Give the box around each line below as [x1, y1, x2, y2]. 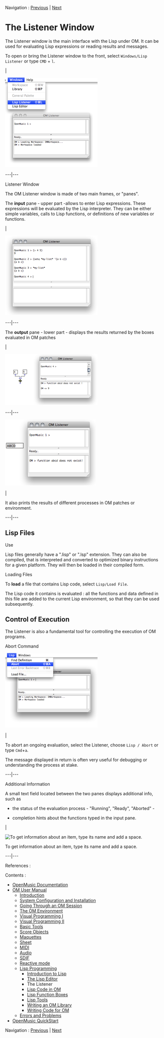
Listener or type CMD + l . [5, 58, 56, 64]
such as [5, 796, 21, 802]
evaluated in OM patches [5, 334, 56, 340]
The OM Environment [19, 908, 63, 913]
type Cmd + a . [5, 747, 29, 753]
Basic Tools [19, 923, 43, 929]
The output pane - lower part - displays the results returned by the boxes [5, 329, 154, 335]
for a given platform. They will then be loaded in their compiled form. [5, 562, 144, 568]
